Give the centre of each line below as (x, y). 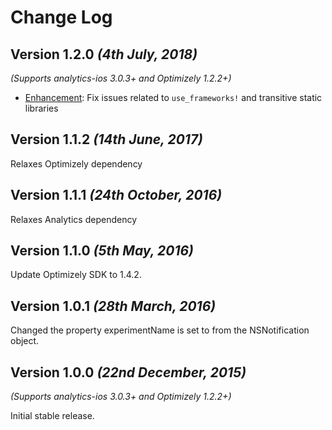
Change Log (61, 17)
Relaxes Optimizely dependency (76, 163)
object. (25, 341)
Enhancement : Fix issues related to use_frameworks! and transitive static (173, 97)
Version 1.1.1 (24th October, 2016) (116, 195)
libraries (41, 108)
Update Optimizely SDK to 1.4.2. (76, 275)
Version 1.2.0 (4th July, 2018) (104, 54)
